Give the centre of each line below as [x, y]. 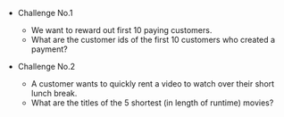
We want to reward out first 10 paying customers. [121, 30]
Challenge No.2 [46, 67]
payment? [50, 49]
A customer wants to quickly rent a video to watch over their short [153, 84]
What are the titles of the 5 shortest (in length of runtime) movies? [152, 103]
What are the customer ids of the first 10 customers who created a [153, 40]
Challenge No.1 [45, 13]
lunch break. [54, 93]
